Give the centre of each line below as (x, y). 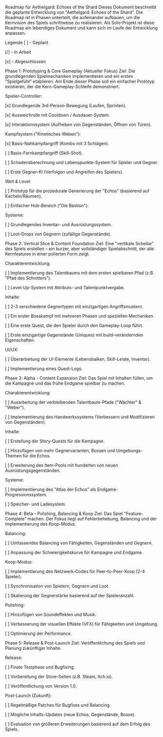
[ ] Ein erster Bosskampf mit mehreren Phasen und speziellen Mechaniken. (80, 316)
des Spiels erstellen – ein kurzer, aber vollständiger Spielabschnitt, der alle (80, 249)
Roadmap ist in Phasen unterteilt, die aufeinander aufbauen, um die (72, 17)
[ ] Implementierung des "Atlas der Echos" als (51, 489)
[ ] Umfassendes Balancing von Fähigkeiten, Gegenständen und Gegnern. (79, 543)
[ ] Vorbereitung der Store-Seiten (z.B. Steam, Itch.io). (59, 677)
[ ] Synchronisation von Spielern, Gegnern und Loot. (57, 586)
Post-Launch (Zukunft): (28, 695)
